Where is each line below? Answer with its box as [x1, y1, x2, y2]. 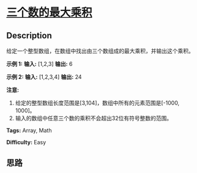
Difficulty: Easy [6, 139, 46, 145]
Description [6, 30, 52, 40]
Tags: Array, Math [6, 127, 52, 134]
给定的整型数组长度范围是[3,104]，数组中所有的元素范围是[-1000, [15, 99, 180, 106]
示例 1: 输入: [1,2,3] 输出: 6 [6, 61, 73, 67]
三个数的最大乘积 [6, 6, 93, 20]
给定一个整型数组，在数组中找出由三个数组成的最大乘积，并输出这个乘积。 [6, 47, 194, 54]
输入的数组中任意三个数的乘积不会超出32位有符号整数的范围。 [15, 114, 173, 122]
